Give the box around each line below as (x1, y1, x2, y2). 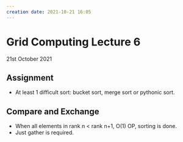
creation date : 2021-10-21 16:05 (6, 8, 91, 15)
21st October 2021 (6, 55, 52, 63)
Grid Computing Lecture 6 (6, 35, 141, 49)
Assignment (6, 72, 54, 83)
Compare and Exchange (6, 106, 99, 117)
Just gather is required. (15, 129, 74, 137)
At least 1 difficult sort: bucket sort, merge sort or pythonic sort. (15, 89, 175, 96)
